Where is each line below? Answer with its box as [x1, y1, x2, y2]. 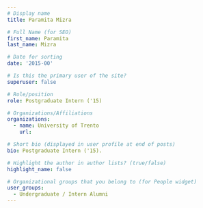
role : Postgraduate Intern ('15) [7, 97, 103, 104]
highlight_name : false [7, 166, 72, 173]
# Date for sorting [7, 54, 63, 61]
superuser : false [7, 78, 57, 85]
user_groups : [7, 185, 44, 192]
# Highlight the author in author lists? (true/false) [7, 160, 167, 166]
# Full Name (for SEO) [7, 29, 72, 35]
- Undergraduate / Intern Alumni [13, 191, 109, 198]
